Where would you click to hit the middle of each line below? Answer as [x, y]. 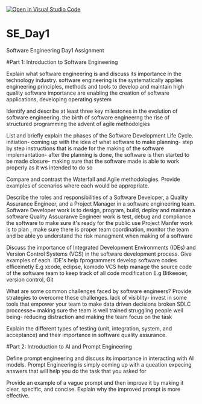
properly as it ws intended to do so [49, 167]
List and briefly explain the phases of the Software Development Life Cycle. [100, 135]
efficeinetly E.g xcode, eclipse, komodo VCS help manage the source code [99, 267]
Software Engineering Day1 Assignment [55, 50]
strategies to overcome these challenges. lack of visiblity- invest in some [96, 297]
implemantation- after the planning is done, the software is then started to [98, 154]
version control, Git [30, 279]
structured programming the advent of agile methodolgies [78, 124]
